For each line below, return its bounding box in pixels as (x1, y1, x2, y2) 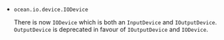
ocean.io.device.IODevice (13, 6, 88, 13)
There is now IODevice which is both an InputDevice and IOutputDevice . (13, 18, 217, 26)
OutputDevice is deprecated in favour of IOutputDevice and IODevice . (13, 26, 209, 33)
